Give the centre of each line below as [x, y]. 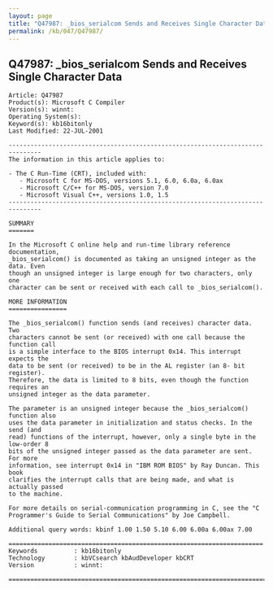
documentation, [34, 252]
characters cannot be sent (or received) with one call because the [127, 338]
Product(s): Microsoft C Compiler [67, 103]
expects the [28, 359]
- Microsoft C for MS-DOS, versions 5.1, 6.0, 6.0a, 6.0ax [121, 181]
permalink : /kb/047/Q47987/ [56, 31]
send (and [25, 430]
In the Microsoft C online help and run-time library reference [119, 245]
